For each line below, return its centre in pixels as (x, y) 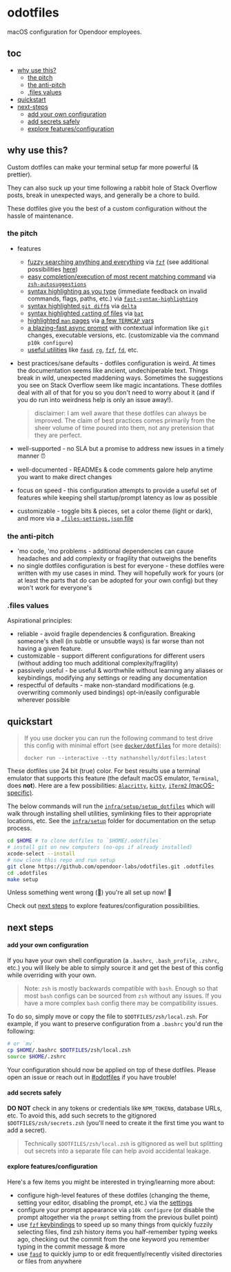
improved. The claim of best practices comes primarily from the (125, 420)
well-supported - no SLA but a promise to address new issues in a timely (120, 448)
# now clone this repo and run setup (61, 860)
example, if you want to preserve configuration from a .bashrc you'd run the (115, 1023)
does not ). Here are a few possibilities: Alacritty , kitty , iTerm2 (97, 786)
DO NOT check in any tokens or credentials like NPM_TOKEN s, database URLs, (115, 1108)
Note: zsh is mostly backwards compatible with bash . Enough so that (121, 988)
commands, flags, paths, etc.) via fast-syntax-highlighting (113, 299)
